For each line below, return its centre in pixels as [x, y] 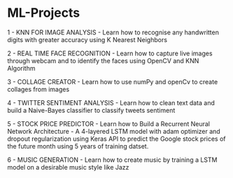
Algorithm [21, 68]
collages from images [38, 89]
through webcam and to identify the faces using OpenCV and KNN [103, 60]
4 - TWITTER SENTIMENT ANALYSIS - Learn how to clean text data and [111, 102]
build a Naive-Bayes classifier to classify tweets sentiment [91, 110]
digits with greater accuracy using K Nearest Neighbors [87, 39]
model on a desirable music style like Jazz [68, 167]
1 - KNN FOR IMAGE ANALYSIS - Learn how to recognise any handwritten [113, 32]
